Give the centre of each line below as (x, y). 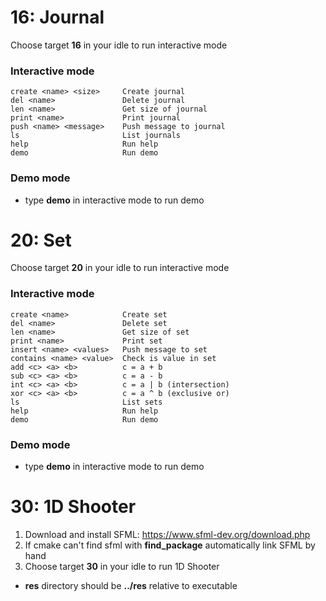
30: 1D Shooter (73, 507)
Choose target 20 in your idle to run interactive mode (120, 268)
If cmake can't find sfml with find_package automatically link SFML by (170, 545)
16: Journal (57, 17)
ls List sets (86, 402)
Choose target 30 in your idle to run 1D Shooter (122, 566)
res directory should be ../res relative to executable (131, 585)
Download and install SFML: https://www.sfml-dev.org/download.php (167, 534)
